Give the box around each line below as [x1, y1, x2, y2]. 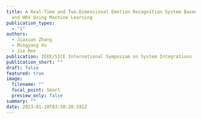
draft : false [6, 64, 39, 71]
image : [6, 76, 23, 82]
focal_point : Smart [11, 87, 61, 93]
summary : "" [6, 98, 36, 104]
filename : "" [11, 82, 44, 88]
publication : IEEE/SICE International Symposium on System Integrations [6, 53, 192, 59]
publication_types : [6, 20, 55, 26]
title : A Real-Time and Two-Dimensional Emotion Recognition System [6, 8, 182, 15]
